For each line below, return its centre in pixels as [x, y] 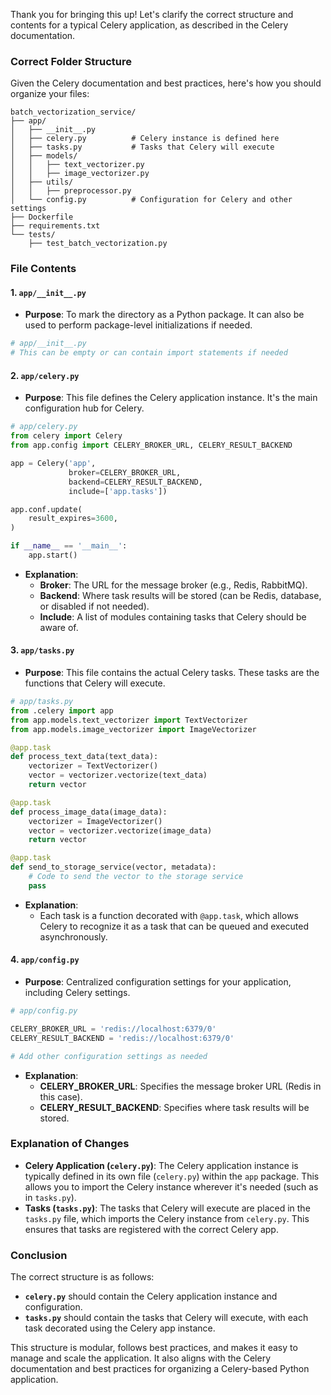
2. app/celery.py [45, 375]
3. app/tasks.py [42, 650]
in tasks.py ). [50, 1197]
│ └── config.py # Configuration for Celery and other [151, 200]
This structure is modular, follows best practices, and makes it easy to [154, 1348]
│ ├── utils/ [42, 182]
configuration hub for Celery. [84, 408]
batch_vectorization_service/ [73, 112]
